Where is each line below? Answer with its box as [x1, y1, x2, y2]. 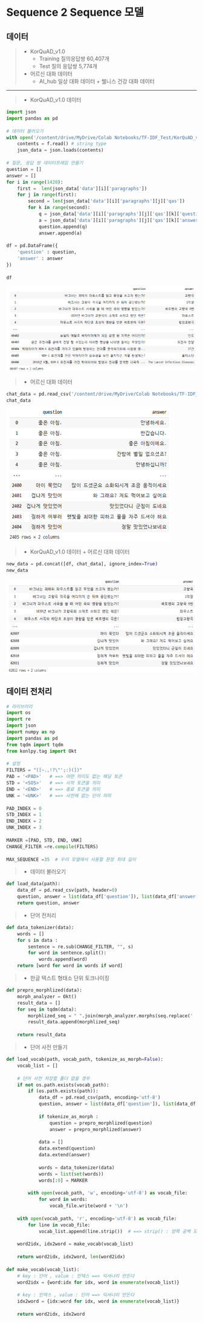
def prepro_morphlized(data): [6, 987, 83, 994]
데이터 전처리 [6, 686, 53, 697]
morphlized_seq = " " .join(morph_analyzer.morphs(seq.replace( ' [28, 1012, 193, 1019]
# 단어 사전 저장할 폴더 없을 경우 [17, 1075, 90, 1081]
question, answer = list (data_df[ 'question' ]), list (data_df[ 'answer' [17, 893, 199, 900]
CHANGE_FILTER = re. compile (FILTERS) [6, 843, 98, 849]
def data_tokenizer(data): [6, 924, 74, 930]
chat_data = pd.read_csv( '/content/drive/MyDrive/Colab [6, 391, 150, 398]
